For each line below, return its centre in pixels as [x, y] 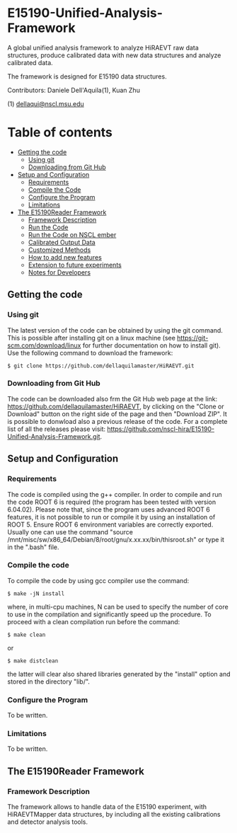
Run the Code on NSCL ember [72, 234]
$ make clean [27, 635]
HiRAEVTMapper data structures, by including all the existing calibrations [114, 815]
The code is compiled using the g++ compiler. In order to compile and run [115, 494]
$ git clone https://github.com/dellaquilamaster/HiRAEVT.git [101, 366]
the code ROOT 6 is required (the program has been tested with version [112, 502]
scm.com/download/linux [44, 345]
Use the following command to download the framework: [90, 352]
